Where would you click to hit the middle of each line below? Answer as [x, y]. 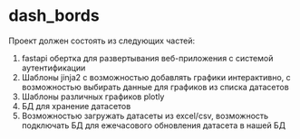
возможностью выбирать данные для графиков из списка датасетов [155, 87]
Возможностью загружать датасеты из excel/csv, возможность [145, 116]
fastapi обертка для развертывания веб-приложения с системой [147, 58]
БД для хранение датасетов [76, 106]
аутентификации [53, 68]
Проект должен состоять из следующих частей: [102, 41]
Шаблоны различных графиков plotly [93, 97]
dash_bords [54, 16]
